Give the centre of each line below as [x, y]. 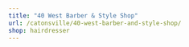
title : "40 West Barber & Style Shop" [73, 16]
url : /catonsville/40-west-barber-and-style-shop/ [95, 23]
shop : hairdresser [39, 30]
